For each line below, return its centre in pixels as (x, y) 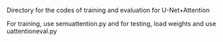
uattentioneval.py (32, 31)
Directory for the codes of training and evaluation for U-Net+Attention (108, 10)
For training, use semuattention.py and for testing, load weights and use (111, 23)
